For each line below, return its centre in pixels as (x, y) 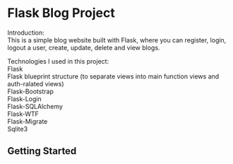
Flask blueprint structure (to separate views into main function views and (113, 76)
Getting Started (42, 151)
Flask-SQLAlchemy (35, 106)
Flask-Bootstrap (31, 91)
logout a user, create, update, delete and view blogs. (84, 47)
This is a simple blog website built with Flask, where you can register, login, (117, 40)
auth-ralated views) (36, 83)
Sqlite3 (18, 129)
